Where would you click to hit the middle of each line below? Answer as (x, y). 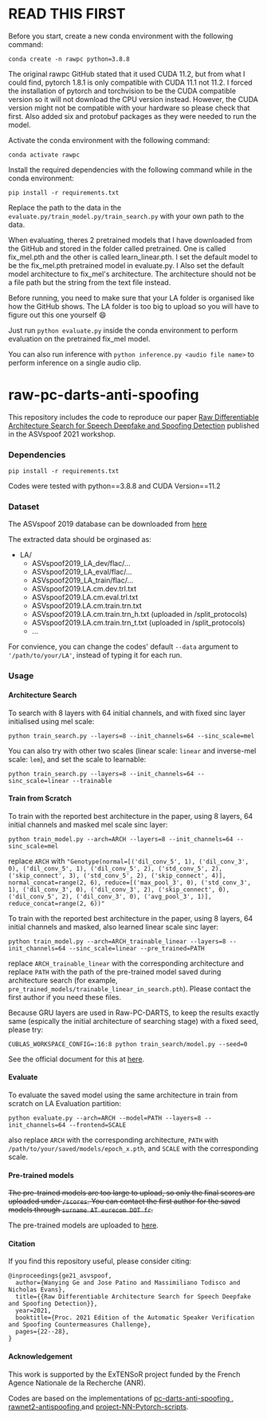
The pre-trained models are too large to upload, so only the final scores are (132, 1193)
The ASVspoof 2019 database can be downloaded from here (108, 524)
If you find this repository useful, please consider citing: (100, 1261)
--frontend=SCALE (98, 1125)
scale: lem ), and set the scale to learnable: (77, 759)
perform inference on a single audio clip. (75, 362)
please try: (26, 1030)
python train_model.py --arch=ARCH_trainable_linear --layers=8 (117, 941)
